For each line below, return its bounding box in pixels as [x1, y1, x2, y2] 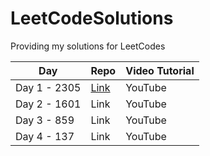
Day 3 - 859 [15, 113, 75, 127]
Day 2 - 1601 [15, 97, 82, 111]
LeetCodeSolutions [10, 7, 174, 30]
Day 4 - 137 [15, 129, 75, 143]
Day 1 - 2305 [15, 80, 82, 94]
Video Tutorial [125, 63, 195, 77]
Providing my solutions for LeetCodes [10, 40, 166, 52]
